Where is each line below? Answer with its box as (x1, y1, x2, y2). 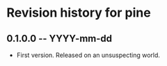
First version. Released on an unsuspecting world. (16, 51, 161, 59)
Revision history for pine (6, 5, 151, 21)
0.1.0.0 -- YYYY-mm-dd (6, 33, 113, 44)
